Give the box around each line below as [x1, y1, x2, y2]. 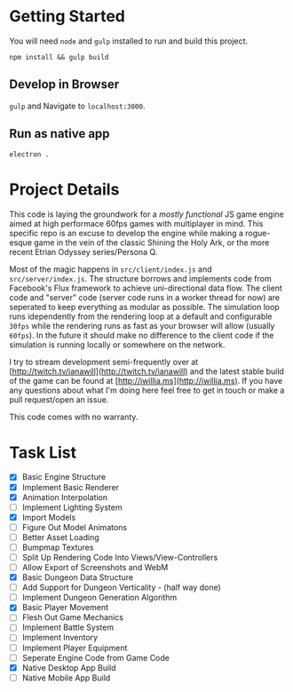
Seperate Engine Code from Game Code [21, 652, 170, 663]
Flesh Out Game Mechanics [21, 612, 124, 623]
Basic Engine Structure [21, 472, 107, 482]
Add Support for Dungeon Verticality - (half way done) [21, 582, 222, 593]
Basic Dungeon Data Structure [21, 572, 134, 583]
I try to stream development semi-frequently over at [9, 356, 199, 367]
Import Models [21, 512, 76, 522]
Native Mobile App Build [21, 672, 111, 683]
